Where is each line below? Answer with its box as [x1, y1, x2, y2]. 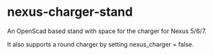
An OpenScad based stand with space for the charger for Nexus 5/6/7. [7, 27, 207, 35]
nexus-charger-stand [7, 4, 133, 20]
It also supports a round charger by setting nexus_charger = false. [7, 40, 194, 48]
